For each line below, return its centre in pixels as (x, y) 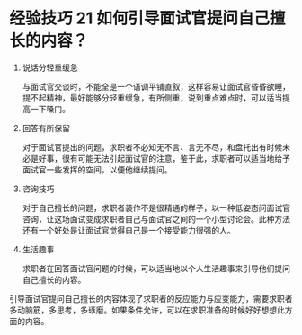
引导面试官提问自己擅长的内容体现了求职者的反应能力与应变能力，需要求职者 (151, 298)
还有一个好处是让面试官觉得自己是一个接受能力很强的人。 (129, 230)
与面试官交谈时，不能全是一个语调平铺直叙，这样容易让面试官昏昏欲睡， (156, 86)
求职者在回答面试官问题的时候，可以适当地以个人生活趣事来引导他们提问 (156, 268)
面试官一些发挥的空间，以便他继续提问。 (97, 169)
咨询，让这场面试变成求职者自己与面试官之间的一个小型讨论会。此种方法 (156, 219)
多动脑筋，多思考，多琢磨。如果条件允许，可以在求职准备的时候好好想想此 (147, 310)
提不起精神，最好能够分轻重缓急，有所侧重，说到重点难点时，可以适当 (152, 97)
